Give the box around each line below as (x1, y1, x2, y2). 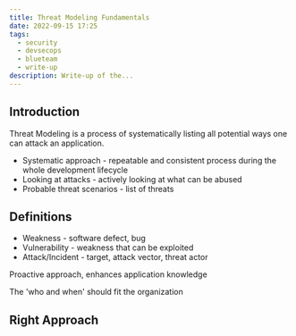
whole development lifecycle (21, 164, 128, 175)
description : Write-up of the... (9, 71, 134, 80)
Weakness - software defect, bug (21, 233, 146, 244)
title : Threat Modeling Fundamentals (9, 13, 150, 22)
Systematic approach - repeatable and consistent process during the (21, 155, 277, 165)
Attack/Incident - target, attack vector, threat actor (21, 252, 208, 263)
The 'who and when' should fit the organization (9, 287, 183, 298)
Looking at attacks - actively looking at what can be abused (21, 173, 243, 184)
